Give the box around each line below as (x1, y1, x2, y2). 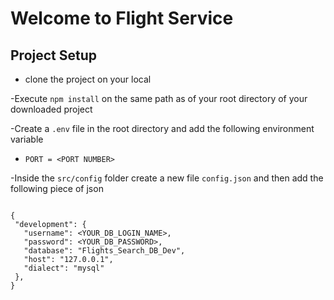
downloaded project (10, 103, 93, 115)
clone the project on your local (24, 73, 152, 85)
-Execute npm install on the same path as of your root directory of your (10, 93, 308, 104)
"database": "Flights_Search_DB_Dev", (23, 246, 186, 256)
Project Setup (10, 47, 98, 64)
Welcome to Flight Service (10, 7, 234, 30)
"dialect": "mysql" (23, 263, 105, 273)
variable (10, 133, 44, 145)
